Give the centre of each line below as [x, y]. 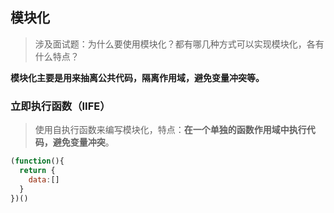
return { [37, 170]
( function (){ [37, 161]
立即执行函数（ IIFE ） [60, 106]
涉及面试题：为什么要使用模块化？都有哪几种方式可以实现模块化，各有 [179, 44]
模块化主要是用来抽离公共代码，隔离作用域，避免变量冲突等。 [137, 77]
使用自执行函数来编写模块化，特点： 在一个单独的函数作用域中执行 [170, 130]
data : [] [44, 179]
